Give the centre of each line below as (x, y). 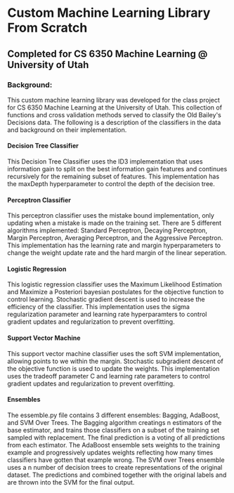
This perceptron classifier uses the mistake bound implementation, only (111, 216)
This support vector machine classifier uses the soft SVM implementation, (114, 353)
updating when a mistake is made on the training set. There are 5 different (115, 223)
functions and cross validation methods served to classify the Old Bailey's (114, 114)
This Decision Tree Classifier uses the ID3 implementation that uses (105, 162)
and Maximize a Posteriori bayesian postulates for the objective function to (116, 292)
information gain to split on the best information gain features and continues (117, 169)
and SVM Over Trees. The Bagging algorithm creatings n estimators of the (115, 422)
